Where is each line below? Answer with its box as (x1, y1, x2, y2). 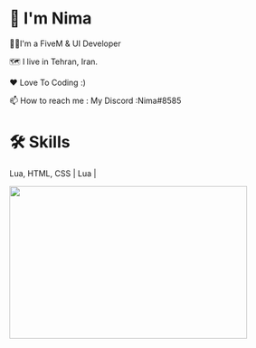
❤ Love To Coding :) (9, 77, 86, 88)
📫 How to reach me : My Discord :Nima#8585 (9, 95, 182, 106)
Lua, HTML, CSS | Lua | (9, 167, 97, 179)
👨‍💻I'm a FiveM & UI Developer (9, 38, 121, 49)
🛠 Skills (9, 132, 71, 153)
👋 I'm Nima (9, 8, 92, 29)
